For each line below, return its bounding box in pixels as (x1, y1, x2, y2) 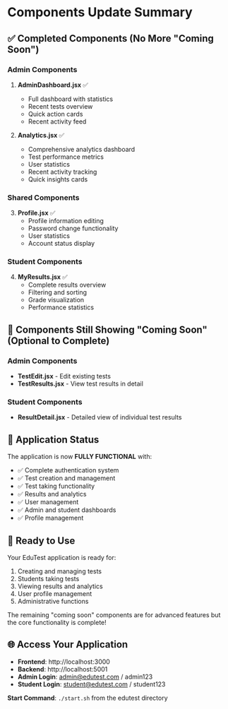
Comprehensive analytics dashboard (28, 145, 136, 153)
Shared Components (7, 192, 80, 202)
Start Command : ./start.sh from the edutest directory (7, 693, 168, 702)
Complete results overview (28, 280, 107, 290)
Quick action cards (28, 109, 83, 118)
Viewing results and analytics (17, 582, 104, 590)
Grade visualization (28, 296, 85, 304)
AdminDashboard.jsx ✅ (17, 81, 88, 89)
